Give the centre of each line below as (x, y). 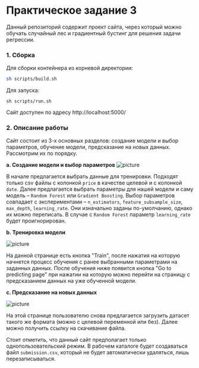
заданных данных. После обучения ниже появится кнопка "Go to (89, 268)
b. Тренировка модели (36, 233)
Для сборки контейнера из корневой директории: (70, 68)
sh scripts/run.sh (29, 101)
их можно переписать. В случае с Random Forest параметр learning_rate (99, 215)
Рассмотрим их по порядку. (42, 153)
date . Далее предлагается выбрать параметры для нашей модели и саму (100, 189)
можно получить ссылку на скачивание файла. (66, 328)
